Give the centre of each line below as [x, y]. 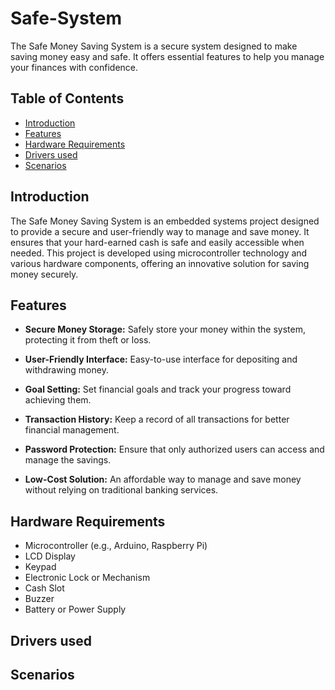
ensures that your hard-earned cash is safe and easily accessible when [157, 242]
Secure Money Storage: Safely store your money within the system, [165, 329]
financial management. [72, 430]
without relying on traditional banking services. [121, 490]
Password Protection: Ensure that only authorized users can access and [174, 449]
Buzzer [39, 599]
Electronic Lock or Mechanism [87, 578]
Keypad [40, 567]
